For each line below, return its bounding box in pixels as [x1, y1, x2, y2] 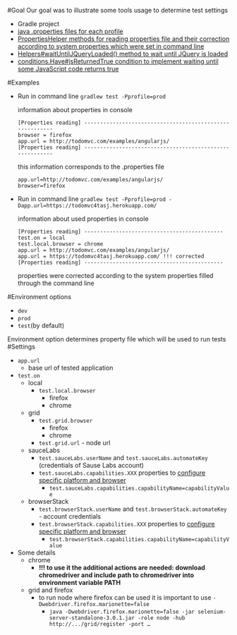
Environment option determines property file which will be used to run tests [7, 335, 226, 343]
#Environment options [7, 293, 72, 301]
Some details [17, 548, 56, 557]
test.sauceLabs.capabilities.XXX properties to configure [38, 468, 206, 477]
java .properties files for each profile [17, 28, 123, 35]
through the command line [17, 279, 95, 287]
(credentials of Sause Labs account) [38, 461, 145, 469]
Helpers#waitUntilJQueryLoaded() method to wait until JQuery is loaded [17, 49, 228, 58]
